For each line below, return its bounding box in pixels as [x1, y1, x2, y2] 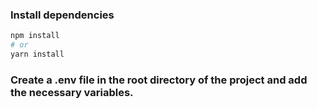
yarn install [10, 49, 65, 60]
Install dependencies [10, 8, 115, 22]
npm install [10, 31, 60, 41]
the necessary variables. [10, 85, 134, 99]
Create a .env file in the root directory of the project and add [10, 73, 308, 87]
